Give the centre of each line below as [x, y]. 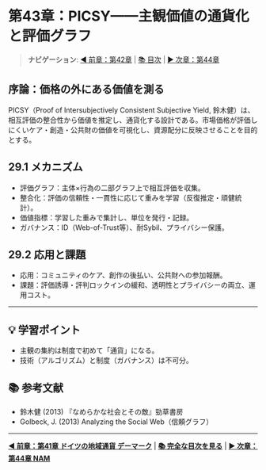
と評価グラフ [50, 36]
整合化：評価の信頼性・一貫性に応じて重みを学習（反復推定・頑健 [127, 197]
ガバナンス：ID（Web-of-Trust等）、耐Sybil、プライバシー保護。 [124, 227]
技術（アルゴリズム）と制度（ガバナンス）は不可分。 [106, 361]
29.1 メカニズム [46, 167]
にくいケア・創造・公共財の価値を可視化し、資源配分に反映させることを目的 [133, 130]
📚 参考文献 [36, 388]
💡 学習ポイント [44, 330]
